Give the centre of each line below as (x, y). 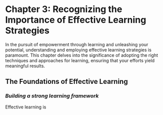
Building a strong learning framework (52, 96)
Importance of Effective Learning (76, 20)
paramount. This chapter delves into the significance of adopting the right (82, 55)
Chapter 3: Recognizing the (64, 9)
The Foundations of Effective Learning (67, 82)
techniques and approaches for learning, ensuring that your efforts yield (80, 60)
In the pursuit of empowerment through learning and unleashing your (77, 44)
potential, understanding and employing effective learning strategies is (78, 50)
